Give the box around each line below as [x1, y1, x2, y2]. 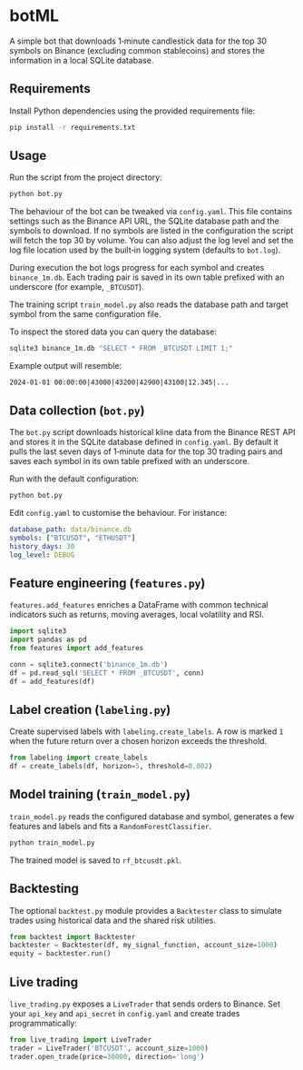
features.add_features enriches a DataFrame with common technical [9, 599, 269, 610]
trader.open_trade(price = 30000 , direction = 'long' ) [9, 1052, 205, 1061]
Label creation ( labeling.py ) [9, 701, 171, 718]
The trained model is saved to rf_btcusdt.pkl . [9, 855, 182, 866]
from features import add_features [9, 643, 144, 652]
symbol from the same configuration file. [9, 309, 161, 320]
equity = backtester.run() [9, 949, 112, 958]
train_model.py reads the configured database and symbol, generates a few [9, 810, 295, 822]
